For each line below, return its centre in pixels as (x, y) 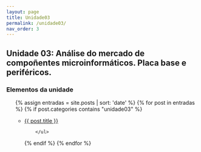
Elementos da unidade (40, 90)
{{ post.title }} (41, 121)
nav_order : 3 (23, 29)
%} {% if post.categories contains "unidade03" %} (79, 109)
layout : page (23, 12)
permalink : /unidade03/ (36, 23)
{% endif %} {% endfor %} (58, 143)
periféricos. (29, 72)
